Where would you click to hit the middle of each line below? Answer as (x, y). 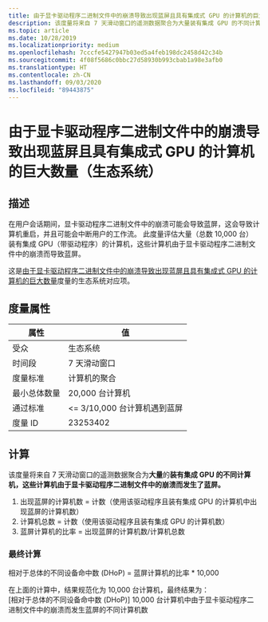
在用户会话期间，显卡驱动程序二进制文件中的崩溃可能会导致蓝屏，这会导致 (130, 224)
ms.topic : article (39, 30)
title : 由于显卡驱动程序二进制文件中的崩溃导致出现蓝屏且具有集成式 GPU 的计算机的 (131, 16)
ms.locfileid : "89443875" (51, 90)
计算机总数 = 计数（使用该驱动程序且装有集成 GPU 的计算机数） (124, 522)
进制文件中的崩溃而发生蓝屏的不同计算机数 (78, 610)
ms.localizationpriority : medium (64, 45)
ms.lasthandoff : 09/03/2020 (55, 82)
